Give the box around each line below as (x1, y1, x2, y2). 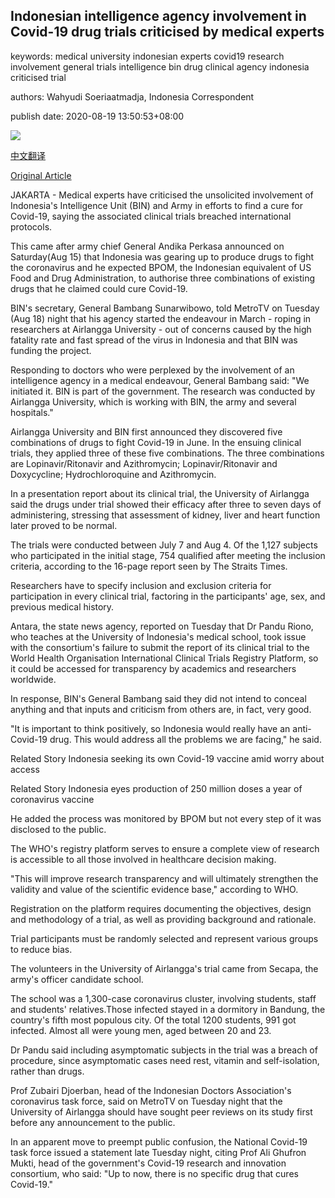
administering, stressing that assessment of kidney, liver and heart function (10, 509, 321, 521)
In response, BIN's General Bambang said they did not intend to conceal (10, 692, 307, 704)
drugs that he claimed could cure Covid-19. (10, 282, 188, 294)
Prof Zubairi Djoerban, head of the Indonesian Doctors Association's (10, 1084, 292, 1096)
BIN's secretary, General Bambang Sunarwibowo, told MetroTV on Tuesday (10, 302, 320, 314)
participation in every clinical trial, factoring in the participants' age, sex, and (10, 590, 326, 602)
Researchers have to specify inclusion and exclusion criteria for (10, 579, 272, 591)
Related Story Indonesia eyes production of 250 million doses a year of (10, 782, 303, 794)
